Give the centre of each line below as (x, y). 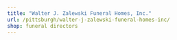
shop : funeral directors (43, 26)
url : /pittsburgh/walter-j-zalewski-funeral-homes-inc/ (88, 20)
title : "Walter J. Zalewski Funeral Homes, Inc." (80, 13)
